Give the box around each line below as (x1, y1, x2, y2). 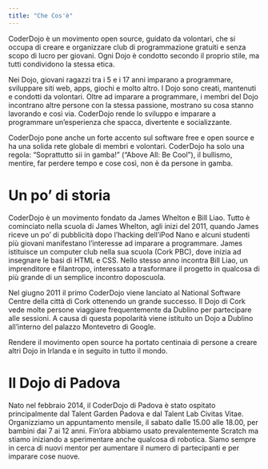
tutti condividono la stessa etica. (8, 59, 115, 69)
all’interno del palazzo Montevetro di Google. (8, 322, 156, 331)
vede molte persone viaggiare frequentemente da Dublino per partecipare (8, 305, 252, 315)
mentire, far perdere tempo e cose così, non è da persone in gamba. (8, 158, 234, 168)
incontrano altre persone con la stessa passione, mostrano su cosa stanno (8, 100, 254, 110)
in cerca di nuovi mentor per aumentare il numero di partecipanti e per (8, 443, 240, 452)
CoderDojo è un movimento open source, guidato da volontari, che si (8, 34, 236, 43)
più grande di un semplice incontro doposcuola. (8, 272, 166, 282)
